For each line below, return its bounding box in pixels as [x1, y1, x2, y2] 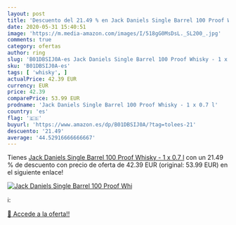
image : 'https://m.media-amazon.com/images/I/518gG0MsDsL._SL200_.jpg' [7, 29, 221, 37]
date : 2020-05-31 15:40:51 [7, 23, 86, 30]
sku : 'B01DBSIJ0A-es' [7, 62, 71, 69]
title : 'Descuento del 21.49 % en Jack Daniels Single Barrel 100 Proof [7, 17, 225, 24]
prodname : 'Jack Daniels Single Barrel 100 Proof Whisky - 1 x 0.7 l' [7, 102, 218, 109]
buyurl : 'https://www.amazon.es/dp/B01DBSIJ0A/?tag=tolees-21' [7, 121, 197, 128]
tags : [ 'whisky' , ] [7, 69, 68, 76]
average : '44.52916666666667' [7, 134, 96, 141]
